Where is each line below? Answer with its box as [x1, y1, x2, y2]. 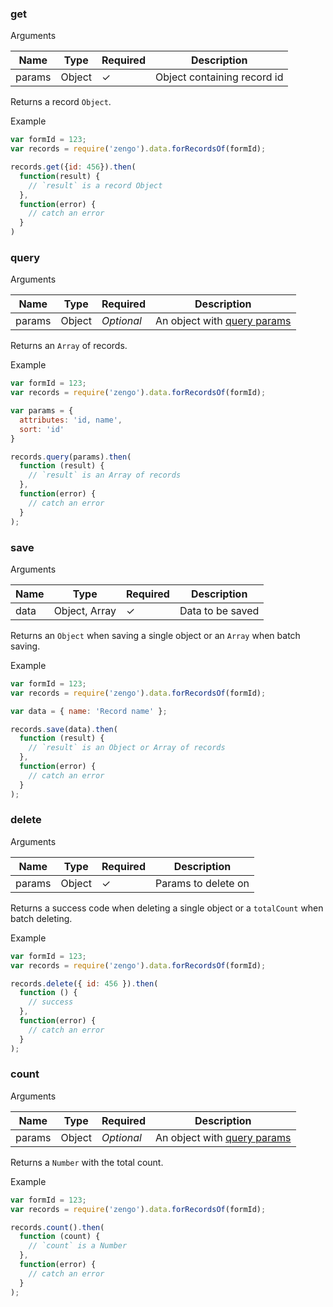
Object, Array [53, 603, 117, 617]
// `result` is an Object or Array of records [28, 743, 226, 753]
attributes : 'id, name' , [19, 415, 123, 425]
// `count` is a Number [28, 1241, 128, 1251]
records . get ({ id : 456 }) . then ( [10, 162, 137, 172]
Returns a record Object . [10, 96, 112, 108]
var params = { [10, 406, 74, 416]
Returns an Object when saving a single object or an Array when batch [10, 629, 301, 641]
